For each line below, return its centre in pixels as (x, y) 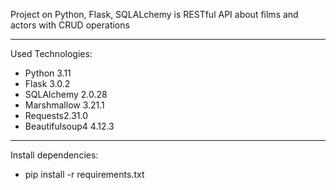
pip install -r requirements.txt (84, 174)
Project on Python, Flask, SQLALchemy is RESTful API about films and (154, 14)
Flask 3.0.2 (47, 83)
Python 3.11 (48, 73)
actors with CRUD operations (70, 25)
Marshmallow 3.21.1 (64, 105)
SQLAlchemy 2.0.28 (66, 94)
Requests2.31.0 (56, 115)
